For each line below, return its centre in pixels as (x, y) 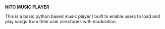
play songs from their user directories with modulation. (61, 22)
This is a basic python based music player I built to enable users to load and (82, 16)
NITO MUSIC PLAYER (27, 7)
